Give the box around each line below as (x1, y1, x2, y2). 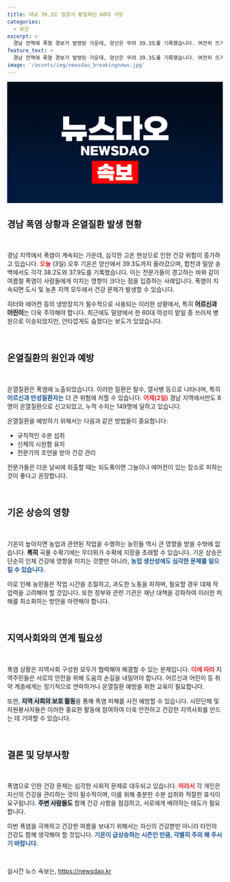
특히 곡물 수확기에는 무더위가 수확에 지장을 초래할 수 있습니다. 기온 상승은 (27, 548, 222, 556)
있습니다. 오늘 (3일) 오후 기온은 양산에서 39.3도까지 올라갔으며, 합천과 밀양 (14, 260, 214, 268)
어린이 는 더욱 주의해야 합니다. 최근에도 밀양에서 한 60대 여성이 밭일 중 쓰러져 (7, 308, 212, 317)
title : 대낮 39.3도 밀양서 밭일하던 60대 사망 (7, 11, 124, 18)
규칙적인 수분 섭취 (16, 431, 65, 439)
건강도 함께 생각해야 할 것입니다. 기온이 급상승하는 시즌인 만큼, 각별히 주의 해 (7, 831, 210, 839)
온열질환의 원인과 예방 (7, 352, 94, 364)
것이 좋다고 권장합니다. (7, 471, 68, 480)
